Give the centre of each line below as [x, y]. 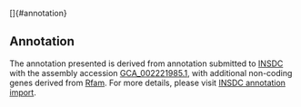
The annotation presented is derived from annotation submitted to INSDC [146, 63]
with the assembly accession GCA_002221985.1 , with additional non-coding [151, 73]
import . [23, 92]
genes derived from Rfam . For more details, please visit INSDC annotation [148, 83]
